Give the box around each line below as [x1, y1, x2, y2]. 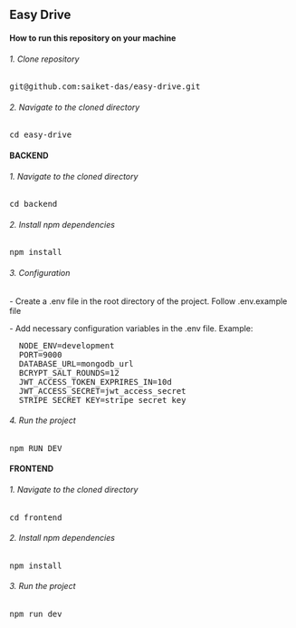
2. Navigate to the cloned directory [9, 102, 140, 113]
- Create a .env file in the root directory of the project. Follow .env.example [9, 295, 288, 307]
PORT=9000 [18, 349, 62, 359]
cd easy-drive [9, 130, 72, 140]
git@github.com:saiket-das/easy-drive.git [9, 82, 201, 92]
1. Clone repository [9, 54, 80, 64]
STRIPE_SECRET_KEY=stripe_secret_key [18, 395, 186, 405]
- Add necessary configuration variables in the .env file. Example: [9, 322, 253, 334]
